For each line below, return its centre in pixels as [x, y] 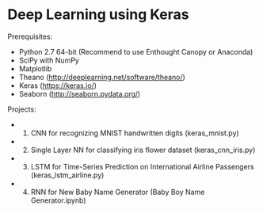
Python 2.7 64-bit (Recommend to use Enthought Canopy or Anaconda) [136, 51]
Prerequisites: [30, 36]
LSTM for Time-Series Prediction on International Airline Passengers [142, 166]
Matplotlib [35, 68]
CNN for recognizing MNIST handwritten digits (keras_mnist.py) [135, 133]
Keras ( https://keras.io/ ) [57, 86]
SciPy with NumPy [49, 60]
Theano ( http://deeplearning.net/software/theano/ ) [102, 77]
